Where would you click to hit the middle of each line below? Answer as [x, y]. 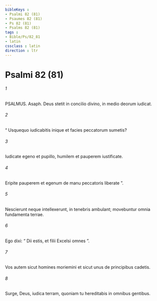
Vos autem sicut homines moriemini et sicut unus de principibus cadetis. [78, 267]
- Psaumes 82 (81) [24, 19]
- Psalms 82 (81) [23, 28]
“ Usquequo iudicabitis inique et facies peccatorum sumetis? [66, 130]
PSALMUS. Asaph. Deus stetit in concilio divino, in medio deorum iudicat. [78, 104]
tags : [12, 32]
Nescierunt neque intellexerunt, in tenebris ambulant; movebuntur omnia [78, 209]
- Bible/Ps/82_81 [23, 37]
